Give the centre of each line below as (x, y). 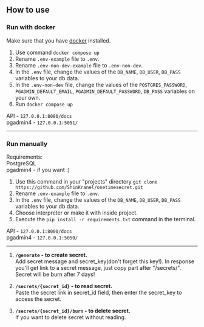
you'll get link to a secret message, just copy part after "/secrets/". (98, 267)
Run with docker (31, 27)
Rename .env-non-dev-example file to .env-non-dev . (79, 65)
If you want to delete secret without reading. (70, 317)
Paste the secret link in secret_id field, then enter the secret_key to (98, 292)
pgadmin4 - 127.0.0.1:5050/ (42, 237)
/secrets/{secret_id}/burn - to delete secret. (73, 311)
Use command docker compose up (57, 52)
